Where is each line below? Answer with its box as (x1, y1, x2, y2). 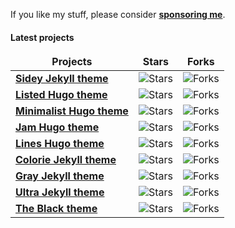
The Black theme (15, 202, 98, 216)
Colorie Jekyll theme (15, 153, 117, 167)
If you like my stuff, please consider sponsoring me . (10, 9, 226, 20)
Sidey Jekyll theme (15, 72, 109, 86)
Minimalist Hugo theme (15, 104, 129, 118)
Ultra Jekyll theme (15, 185, 105, 199)
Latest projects (10, 31, 75, 43)
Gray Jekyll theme (15, 169, 105, 183)
